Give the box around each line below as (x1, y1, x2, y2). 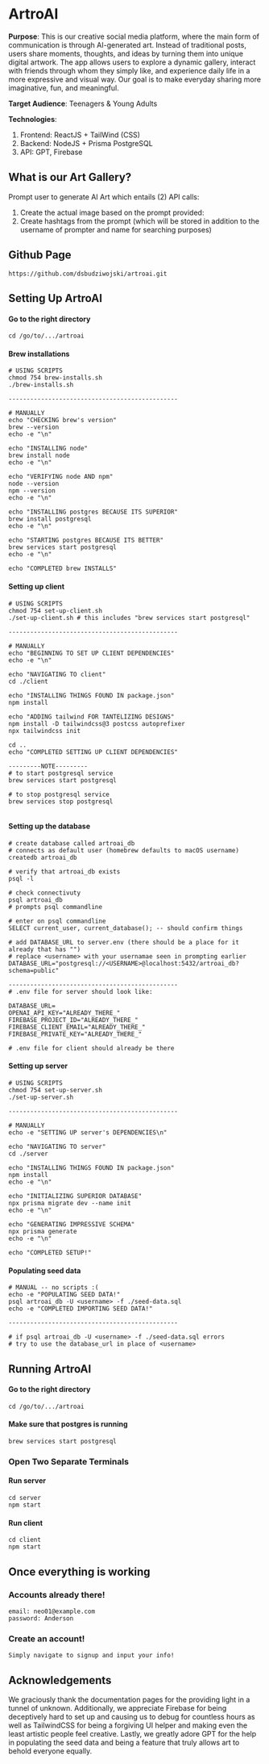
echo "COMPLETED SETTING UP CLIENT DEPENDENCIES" (8, 748, 179, 756)
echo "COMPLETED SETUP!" (8, 1248, 92, 1256)
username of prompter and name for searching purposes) (19, 224, 212, 234)
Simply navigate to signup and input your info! (8, 1652, 175, 1660)
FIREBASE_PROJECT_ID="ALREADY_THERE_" (8, 1016, 139, 1024)
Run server (8, 1476, 47, 1485)
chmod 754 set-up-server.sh (8, 1086, 103, 1094)
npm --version (8, 487, 56, 495)
